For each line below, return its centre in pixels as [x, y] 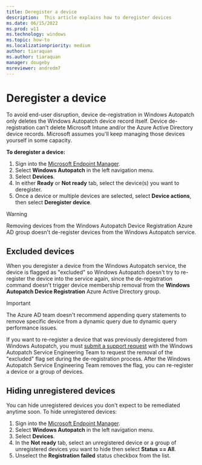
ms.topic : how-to [28, 40]
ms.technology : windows [36, 34]
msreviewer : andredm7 [34, 68]
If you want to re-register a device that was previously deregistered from [97, 340]
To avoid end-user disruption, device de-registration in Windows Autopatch [100, 115]
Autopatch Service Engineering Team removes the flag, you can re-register [100, 365]
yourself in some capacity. [39, 140]
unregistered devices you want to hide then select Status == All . [96, 449]
